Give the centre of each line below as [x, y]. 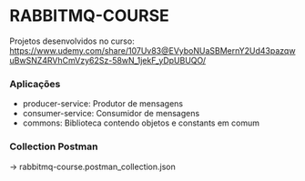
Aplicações [35, 84]
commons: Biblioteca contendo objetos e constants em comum [141, 123]
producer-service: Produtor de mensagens [103, 104]
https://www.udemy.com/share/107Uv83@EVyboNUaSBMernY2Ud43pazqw [152, 50]
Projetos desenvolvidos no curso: [72, 41]
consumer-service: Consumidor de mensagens [111, 114]
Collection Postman [54, 146]
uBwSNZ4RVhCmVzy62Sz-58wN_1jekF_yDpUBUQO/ [108, 60]
